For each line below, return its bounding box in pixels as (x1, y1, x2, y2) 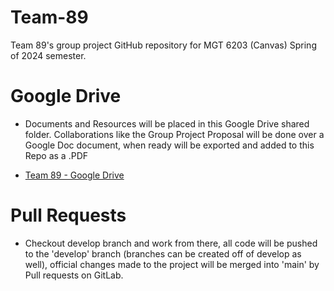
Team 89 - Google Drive (24, 169, 125, 181)
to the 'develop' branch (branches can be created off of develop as (24, 247, 302, 260)
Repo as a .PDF (24, 149, 88, 161)
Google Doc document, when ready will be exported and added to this (24, 139, 315, 151)
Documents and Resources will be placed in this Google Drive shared (24, 117, 310, 130)
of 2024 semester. (10, 49, 87, 61)
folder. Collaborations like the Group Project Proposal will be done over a (24, 128, 325, 140)
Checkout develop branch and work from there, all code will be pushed (24, 237, 318, 249)
